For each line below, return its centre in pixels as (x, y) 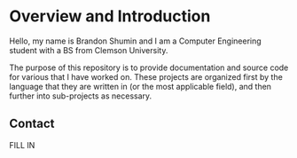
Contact (32, 124)
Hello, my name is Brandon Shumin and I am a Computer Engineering (135, 41)
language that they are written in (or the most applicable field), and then (141, 86)
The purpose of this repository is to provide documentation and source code (149, 67)
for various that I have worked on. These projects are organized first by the (146, 76)
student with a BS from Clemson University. (89, 50)
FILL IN (22, 145)
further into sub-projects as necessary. (81, 96)
